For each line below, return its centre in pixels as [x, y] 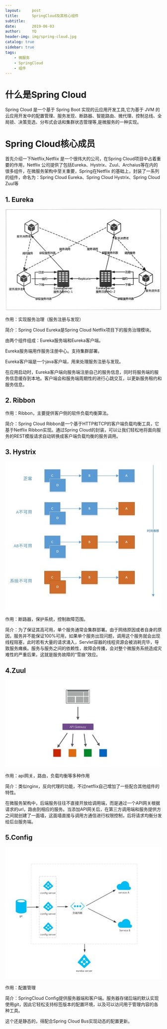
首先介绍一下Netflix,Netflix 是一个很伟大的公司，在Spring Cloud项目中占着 [81, 159]
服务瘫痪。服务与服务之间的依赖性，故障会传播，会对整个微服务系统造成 [83, 648]
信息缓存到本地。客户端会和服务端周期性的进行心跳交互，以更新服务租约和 [85, 378]
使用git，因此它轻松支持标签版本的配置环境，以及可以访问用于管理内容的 [80, 1004]
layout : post [23, 10]
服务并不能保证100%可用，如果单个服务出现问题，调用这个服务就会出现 [87, 636]
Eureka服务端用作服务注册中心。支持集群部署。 [54, 351]
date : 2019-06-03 [30, 26]
